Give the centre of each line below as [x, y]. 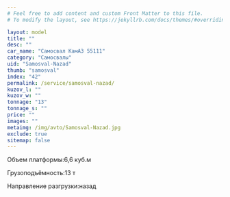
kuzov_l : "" [24, 90]
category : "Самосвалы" [39, 58]
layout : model [27, 32]
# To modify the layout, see [49, 20]
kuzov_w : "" [24, 96]
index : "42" [24, 77]
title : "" [21, 38]
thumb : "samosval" [33, 70]
